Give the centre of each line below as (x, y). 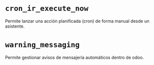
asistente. (15, 26)
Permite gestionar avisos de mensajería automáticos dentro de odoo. (75, 57)
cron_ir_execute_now (47, 8)
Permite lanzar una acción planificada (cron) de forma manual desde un (77, 21)
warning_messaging (42, 45)
